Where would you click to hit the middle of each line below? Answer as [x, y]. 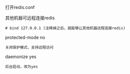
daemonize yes [21, 57]
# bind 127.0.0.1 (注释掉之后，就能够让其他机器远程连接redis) [65, 28]
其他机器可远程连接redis [30, 18]
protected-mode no [25, 37]
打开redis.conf [20, 7]
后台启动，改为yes [22, 67]
